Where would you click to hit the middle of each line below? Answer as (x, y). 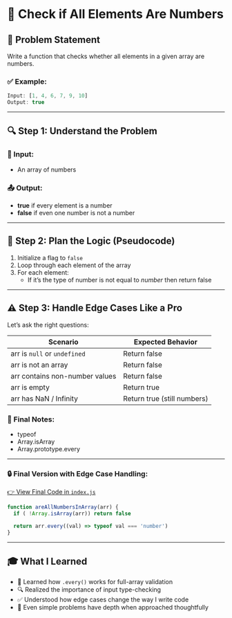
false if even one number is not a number (76, 213)
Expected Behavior (166, 342)
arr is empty (30, 387)
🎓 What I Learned (47, 562)
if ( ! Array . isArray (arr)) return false (72, 514)
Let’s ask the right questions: (48, 325)
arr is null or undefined (48, 354)
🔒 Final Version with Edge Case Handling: (78, 473)
